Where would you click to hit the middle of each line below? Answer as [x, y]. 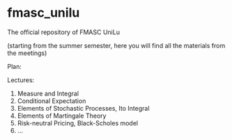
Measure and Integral [48, 93]
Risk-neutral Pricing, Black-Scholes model [77, 123]
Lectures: [21, 80]
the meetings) [27, 53]
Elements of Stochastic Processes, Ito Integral [83, 108]
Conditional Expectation [52, 101]
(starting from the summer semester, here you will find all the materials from [116, 45]
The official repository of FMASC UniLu [64, 32]
